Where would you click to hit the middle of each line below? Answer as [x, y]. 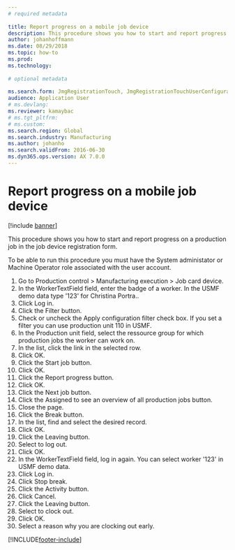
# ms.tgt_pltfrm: [33, 117]
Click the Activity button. [53, 489]
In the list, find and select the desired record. [82, 422]
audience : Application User [49, 99]
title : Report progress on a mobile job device [78, 27]
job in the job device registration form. [63, 246]
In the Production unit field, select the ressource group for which [111, 333]
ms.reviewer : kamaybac [41, 111]
